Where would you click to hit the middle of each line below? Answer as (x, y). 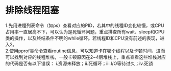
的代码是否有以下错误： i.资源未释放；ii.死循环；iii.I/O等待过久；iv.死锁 (79, 63)
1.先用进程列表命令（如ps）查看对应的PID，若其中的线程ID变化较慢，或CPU (85, 25)
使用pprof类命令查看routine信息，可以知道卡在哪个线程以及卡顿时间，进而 (87, 51)
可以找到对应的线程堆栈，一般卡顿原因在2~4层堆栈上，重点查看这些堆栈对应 (86, 57)
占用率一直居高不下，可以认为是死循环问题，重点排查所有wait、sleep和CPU (85, 31)
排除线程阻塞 (32, 10)
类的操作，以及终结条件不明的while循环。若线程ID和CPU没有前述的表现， (83, 38)
